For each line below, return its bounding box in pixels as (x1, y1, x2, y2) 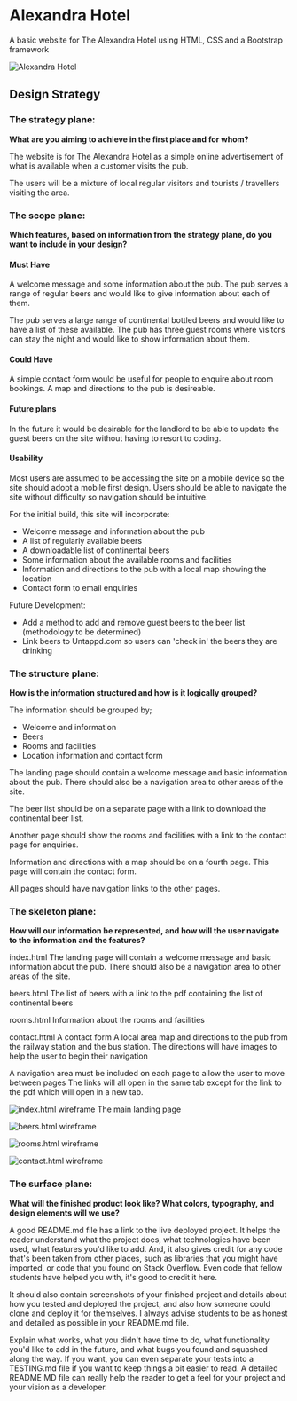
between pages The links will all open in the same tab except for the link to (9, 1077, 282, 1088)
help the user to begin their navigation (9, 1051, 148, 1061)
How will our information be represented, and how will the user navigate (9, 925, 280, 936)
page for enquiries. (9, 839, 79, 850)
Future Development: (9, 600, 86, 610)
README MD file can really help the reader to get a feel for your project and (9, 1372, 286, 1382)
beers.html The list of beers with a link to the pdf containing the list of (9, 988, 263, 999)
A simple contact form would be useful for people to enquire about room (9, 374, 274, 384)
